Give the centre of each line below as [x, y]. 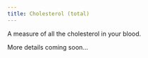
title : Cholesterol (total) [49, 14]
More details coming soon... [48, 47]
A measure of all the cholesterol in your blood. [74, 34]
